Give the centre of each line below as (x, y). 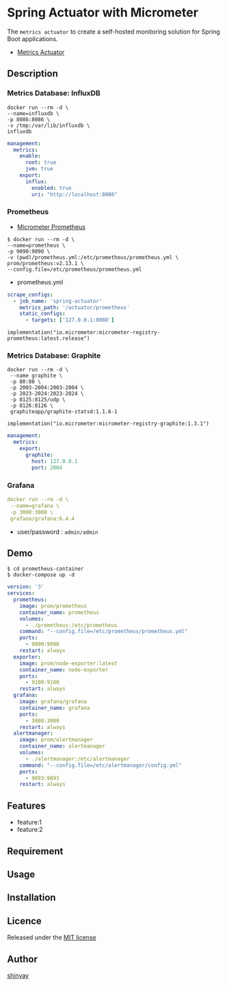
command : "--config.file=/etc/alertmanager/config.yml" (101, 765)
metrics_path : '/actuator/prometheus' (75, 307)
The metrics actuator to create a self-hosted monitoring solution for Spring (113, 32)
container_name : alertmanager (63, 746)
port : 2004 (47, 467)
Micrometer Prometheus (51, 227)
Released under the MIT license (52, 937)
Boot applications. (32, 38)
